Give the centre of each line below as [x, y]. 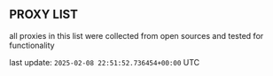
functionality [32, 45]
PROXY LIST [43, 15]
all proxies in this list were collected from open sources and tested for [136, 35]
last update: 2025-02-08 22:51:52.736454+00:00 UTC [105, 62]
